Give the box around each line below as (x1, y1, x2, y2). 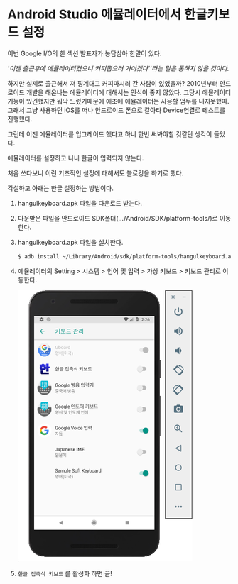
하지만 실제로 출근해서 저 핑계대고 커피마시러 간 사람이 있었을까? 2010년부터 (7, 79, 218, 87)
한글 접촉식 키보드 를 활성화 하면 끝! (17, 569, 112, 578)
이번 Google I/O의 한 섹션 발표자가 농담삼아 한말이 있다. (7, 49, 162, 57)
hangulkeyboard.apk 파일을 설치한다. (17, 238, 124, 246)
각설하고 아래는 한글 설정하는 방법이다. (7, 184, 114, 192)
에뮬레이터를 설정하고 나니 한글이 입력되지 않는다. (7, 153, 144, 162)
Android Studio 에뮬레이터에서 (7, 6, 182, 23)
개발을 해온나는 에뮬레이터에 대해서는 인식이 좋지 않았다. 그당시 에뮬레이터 (26, 88, 232, 97)
